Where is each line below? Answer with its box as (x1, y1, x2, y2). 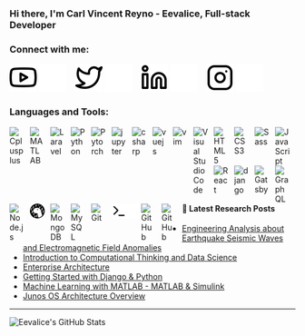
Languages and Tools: (9, 105, 109, 118)
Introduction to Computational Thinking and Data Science (22, 252, 238, 263)
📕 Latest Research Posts (182, 203, 275, 213)
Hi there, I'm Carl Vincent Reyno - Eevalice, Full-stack (9, 7, 251, 20)
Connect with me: (9, 43, 90, 55)
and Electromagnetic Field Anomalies (22, 242, 162, 253)
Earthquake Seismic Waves (182, 232, 284, 243)
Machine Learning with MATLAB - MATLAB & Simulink (22, 281, 225, 292)
